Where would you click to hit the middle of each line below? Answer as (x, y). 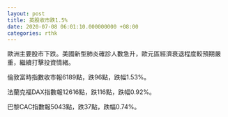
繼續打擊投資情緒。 (47, 63)
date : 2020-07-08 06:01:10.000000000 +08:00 (73, 26)
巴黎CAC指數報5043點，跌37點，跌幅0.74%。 (74, 107)
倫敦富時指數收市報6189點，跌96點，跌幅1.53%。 (79, 77)
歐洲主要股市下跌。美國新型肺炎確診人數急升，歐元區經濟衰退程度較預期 (111, 54)
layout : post (26, 14)
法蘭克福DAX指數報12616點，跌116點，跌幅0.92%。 (81, 92)
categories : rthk (32, 33)
